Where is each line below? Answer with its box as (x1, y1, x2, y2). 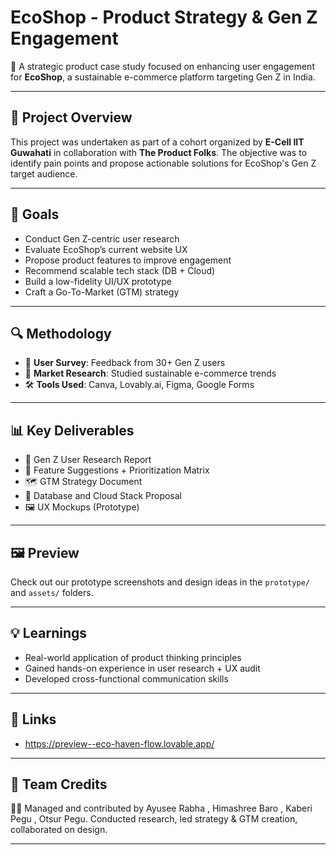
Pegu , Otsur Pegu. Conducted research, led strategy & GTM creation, (10, 813, 298, 825)
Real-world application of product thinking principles (24, 651, 242, 663)
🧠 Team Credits (10, 776, 108, 793)
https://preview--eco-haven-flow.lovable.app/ (24, 737, 215, 750)
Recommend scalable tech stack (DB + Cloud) (24, 264, 216, 276)
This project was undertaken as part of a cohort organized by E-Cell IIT (10, 136, 305, 148)
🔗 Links (10, 711, 57, 728)
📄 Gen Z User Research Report (24, 454, 152, 466)
